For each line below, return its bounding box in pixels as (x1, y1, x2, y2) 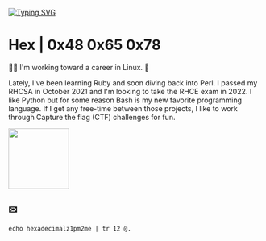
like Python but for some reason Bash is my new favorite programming (8, 95, 243, 105)
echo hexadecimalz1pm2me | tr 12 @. (8, 224, 131, 233)
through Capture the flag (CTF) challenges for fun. (8, 112, 176, 122)
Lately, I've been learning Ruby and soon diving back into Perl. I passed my (8, 77, 258, 88)
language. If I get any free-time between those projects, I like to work (8, 103, 238, 113)
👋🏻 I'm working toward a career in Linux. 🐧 (8, 62, 150, 72)
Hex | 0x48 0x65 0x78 (8, 36, 161, 54)
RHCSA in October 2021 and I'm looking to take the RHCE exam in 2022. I (8, 86, 252, 96)
